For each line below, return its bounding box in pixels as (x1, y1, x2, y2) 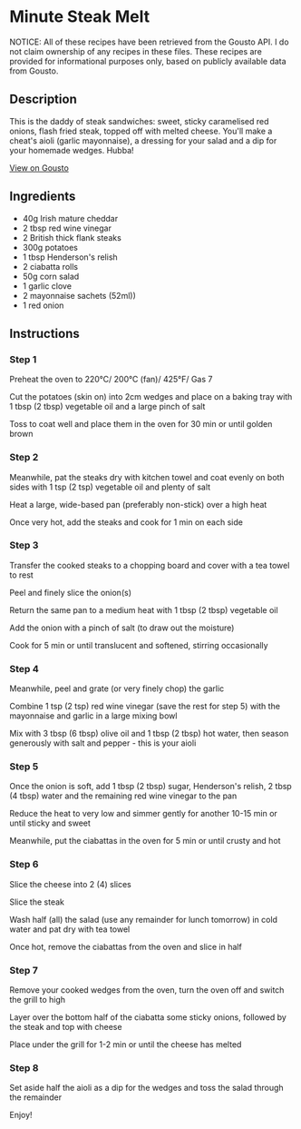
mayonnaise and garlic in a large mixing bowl (9, 710, 178, 721)
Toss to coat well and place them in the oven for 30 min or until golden (9, 419, 273, 430)
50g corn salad (22, 271, 80, 282)
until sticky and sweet (9, 817, 91, 828)
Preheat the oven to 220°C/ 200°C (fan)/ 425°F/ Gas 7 (9, 374, 213, 385)
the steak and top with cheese (9, 1022, 122, 1033)
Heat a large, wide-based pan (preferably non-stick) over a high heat (9, 499, 267, 510)
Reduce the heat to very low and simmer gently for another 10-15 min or (9, 808, 278, 819)
